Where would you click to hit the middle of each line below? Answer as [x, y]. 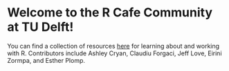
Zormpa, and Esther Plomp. [46, 60]
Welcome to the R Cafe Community [110, 13]
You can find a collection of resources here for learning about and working [113, 46]
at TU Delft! [40, 27]
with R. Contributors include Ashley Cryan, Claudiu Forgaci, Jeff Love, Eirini [115, 53]
